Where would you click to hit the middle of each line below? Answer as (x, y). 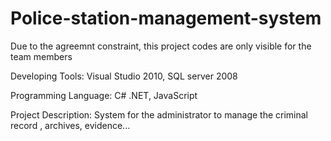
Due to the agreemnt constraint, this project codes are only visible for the (161, 46)
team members (41, 56)
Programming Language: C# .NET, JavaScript (104, 95)
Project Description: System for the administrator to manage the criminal (159, 114)
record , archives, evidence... (70, 125)
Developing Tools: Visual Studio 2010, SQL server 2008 (124, 76)
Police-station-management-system (166, 18)
